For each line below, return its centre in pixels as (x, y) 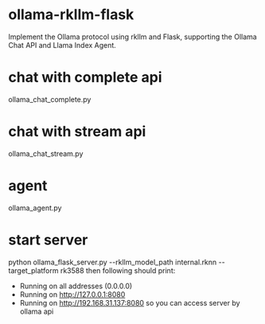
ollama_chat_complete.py (50, 99)
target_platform (33, 270)
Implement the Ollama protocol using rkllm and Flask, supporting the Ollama (132, 37)
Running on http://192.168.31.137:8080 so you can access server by (130, 303)
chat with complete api (85, 78)
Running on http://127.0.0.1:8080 (72, 294)
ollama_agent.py (35, 208)
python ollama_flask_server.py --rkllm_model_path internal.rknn (113, 262)
